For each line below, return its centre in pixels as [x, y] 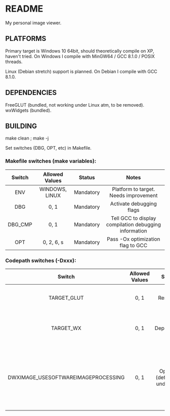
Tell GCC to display [134, 218]
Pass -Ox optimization [134, 239]
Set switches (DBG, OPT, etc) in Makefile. [49, 148]
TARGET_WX [66, 328]
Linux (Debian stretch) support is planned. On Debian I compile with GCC [81, 71]
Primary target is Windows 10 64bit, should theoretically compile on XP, [80, 51]
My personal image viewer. [33, 23]
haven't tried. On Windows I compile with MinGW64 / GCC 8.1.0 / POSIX [80, 56]
